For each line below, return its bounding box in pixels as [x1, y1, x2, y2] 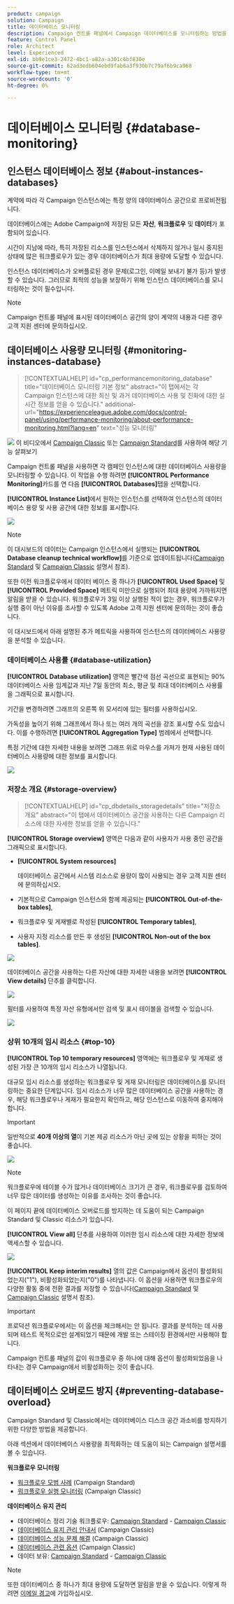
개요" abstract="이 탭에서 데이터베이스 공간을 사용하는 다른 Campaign [24, 810, 218, 819]
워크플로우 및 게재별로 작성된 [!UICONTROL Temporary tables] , [17, 917, 197, 925]
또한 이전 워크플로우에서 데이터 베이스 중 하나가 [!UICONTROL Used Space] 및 [7, 577, 226, 586]
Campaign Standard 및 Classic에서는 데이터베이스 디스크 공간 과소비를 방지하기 [7, 1416, 227, 1424]
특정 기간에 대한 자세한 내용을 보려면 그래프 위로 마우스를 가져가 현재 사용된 [7, 743, 212, 752]
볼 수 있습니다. [7, 1448, 47, 1457]
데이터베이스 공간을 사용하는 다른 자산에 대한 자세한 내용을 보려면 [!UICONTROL [7, 967, 227, 976]
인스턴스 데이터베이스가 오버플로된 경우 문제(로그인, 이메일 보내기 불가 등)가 [7, 267, 213, 275]
